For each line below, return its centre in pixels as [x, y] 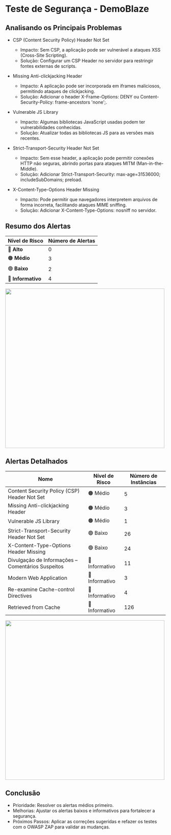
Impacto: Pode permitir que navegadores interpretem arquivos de [89, 199]
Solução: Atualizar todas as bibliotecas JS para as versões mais [87, 133]
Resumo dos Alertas [38, 226]
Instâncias [144, 482]
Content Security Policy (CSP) [44, 490]
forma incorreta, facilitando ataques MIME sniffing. [74, 205]
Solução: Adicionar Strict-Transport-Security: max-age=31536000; [90, 174]
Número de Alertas [72, 240]
